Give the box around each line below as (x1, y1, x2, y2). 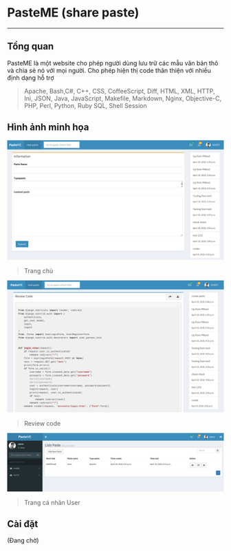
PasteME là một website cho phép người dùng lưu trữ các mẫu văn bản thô (7, 58, 219, 67)
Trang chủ (23, 266, 54, 274)
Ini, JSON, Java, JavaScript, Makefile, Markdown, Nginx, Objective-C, (23, 94, 222, 102)
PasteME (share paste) (7, 5, 140, 21)
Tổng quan (7, 41, 54, 52)
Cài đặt (7, 518, 38, 530)
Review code (23, 419, 61, 427)
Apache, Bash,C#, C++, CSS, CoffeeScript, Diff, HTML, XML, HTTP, (23, 87, 215, 95)
